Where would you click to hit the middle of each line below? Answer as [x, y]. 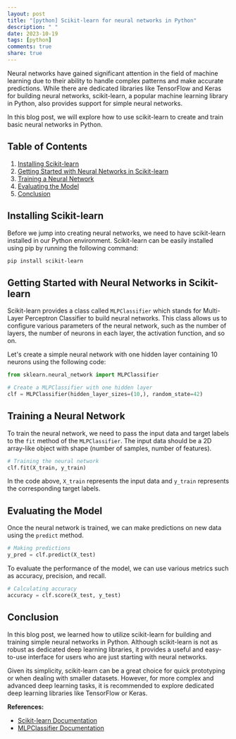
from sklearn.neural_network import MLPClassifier [83, 375]
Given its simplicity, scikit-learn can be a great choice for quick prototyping [116, 671]
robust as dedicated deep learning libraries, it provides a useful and [105, 649]
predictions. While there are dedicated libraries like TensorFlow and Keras [114, 88]
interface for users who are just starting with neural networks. [118, 656]
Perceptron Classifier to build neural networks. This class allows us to [126, 318]
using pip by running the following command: [73, 248]
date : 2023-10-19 [33, 34]
